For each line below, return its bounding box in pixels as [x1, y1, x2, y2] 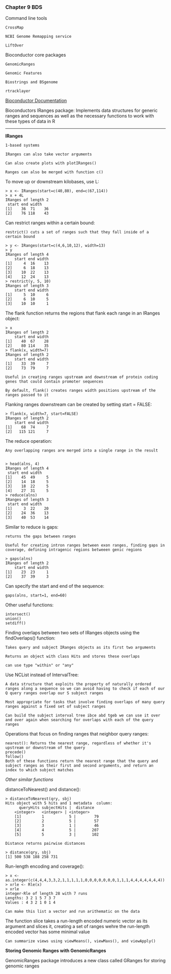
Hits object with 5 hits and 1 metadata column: [5, 801, 113, 806]
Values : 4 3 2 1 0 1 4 [5, 900, 56, 905]
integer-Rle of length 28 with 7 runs [5, 891, 88, 896]
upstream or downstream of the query [5, 745, 85, 750]
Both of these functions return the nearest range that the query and [5, 758, 158, 764]
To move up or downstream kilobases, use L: [5, 179, 99, 185]
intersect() [5, 612, 31, 617]
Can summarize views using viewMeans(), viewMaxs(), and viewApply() [5, 939, 156, 944]
